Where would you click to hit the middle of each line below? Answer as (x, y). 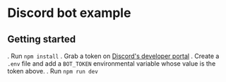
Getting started (42, 39)
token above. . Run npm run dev (53, 71)
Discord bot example (69, 13)
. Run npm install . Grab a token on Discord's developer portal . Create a (113, 56)
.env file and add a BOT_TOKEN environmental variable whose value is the (112, 64)
